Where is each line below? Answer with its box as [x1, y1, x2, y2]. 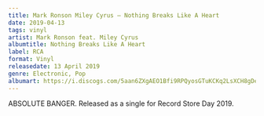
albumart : [8, 77, 41, 85]
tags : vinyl [8, 26, 47, 34]
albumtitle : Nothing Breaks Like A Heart [8, 41, 146, 49]
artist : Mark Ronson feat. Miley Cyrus [8, 33, 139, 42]
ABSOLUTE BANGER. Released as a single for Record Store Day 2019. [8, 99, 234, 108]
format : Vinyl [8, 56, 55, 63]
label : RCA [8, 48, 44, 56]
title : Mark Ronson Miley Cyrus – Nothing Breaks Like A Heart [8, 11, 220, 20]
